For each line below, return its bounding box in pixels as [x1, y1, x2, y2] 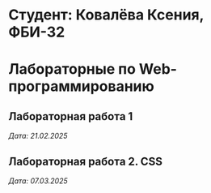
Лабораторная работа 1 [8, 109, 133, 123]
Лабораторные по [8, 60, 136, 79]
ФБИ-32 [8, 23, 65, 41]
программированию [8, 77, 155, 96]
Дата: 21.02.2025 [8, 131, 68, 141]
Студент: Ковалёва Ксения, [8, 6, 205, 24]
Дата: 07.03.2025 [8, 176, 68, 186]
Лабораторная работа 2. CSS [8, 154, 163, 168]
